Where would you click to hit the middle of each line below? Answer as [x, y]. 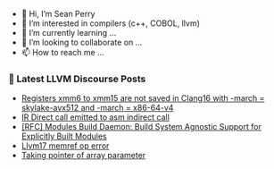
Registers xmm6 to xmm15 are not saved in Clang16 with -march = [143, 98]
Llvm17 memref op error [65, 146]
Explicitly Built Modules [64, 136]
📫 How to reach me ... [62, 52]
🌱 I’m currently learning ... [69, 33]
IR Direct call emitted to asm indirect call [95, 117]
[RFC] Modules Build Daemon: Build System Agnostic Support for [141, 127]
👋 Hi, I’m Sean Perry [58, 14]
